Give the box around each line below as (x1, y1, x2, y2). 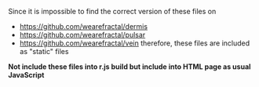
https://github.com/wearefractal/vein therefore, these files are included (19, 38, 250, 48)
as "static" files (19, 47, 69, 56)
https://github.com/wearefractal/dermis (19, 22, 148, 31)
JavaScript (8, 71, 45, 79)
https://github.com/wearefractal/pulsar (19, 31, 146, 39)
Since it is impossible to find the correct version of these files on (8, 7, 217, 16)
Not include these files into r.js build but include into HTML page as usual (8, 62, 251, 71)
